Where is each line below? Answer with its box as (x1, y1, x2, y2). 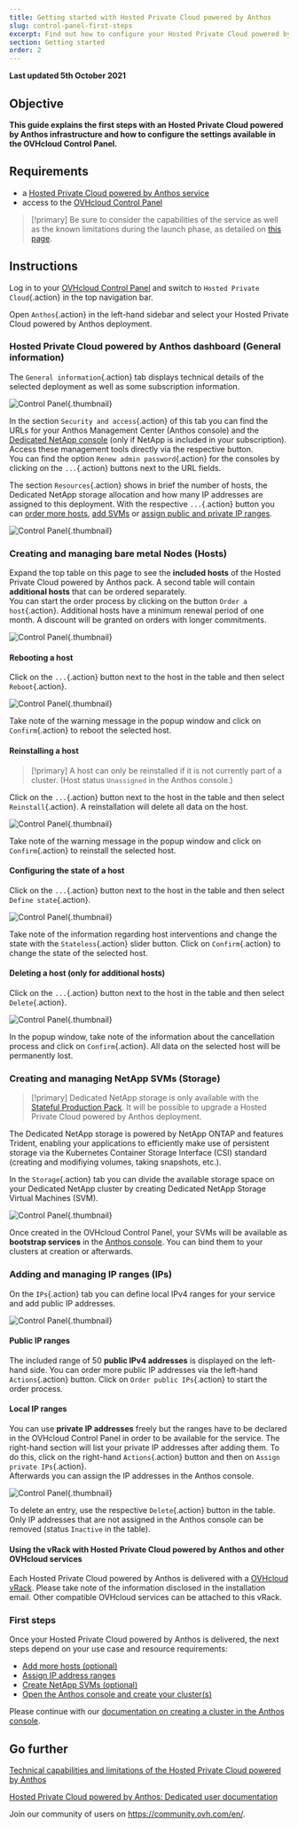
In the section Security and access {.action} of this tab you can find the (9, 415, 269, 426)
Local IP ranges (9, 1403, 67, 1415)
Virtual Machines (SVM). (9, 1193, 99, 1204)
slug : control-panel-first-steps (9, 21, 133, 30)
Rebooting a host (9, 652, 74, 663)
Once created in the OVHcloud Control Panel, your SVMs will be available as (9, 1228, 288, 1238)
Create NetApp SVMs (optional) (21, 1680, 138, 1691)
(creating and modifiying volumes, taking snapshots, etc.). (9, 1157, 222, 1167)
